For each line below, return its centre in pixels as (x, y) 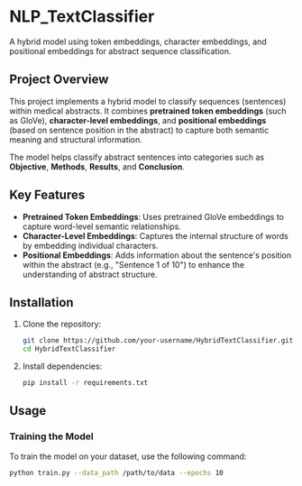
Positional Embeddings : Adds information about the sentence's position (156, 255)
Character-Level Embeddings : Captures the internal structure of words (155, 235)
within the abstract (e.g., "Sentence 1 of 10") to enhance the (133, 264)
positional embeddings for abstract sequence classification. (120, 50)
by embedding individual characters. (90, 245)
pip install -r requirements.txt (85, 383)
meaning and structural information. (76, 139)
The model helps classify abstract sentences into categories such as (137, 157)
